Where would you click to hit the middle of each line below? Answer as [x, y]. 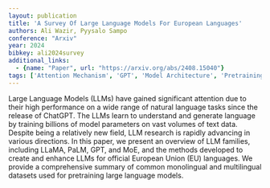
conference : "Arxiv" [43, 38]
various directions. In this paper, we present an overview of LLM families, [129, 141]
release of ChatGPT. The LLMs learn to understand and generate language [132, 115]
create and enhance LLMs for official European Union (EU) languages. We [131, 158]
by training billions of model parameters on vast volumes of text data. [123, 124]
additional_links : [39, 61]
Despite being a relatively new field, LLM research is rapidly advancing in [129, 133]
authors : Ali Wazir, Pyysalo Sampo [68, 31]
